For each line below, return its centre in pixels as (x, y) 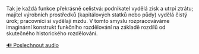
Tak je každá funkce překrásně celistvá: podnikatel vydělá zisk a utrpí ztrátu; (100, 9)
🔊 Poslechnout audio (33, 45)
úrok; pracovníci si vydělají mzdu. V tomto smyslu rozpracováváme (88, 21)
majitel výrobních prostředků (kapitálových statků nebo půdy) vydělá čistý (97, 15)
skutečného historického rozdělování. (52, 33)
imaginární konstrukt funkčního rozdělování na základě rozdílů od (86, 27)
